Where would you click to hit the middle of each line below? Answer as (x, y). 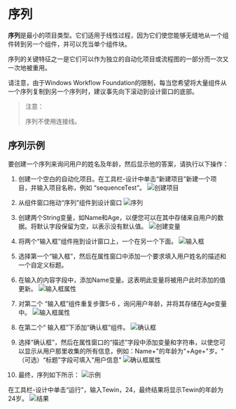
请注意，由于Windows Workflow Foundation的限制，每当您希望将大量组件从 (117, 82)
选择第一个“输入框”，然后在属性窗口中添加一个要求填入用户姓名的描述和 (122, 256)
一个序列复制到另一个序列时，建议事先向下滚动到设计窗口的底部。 (103, 91)
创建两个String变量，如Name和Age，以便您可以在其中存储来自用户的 (118, 217)
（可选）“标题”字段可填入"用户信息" (70, 360)
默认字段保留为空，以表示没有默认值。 (92, 226)
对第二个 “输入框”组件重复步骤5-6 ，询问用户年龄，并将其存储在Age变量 (122, 304)
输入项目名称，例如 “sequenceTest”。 (91, 188)
